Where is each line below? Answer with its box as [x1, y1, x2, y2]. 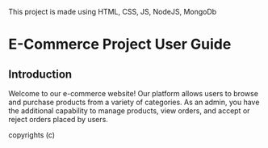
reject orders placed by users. [8, 115, 109, 124]
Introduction [8, 67, 73, 81]
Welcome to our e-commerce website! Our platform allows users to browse [8, 89, 258, 98]
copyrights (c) [8, 130, 55, 140]
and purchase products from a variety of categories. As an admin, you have [8, 97, 260, 107]
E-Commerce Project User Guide [8, 36, 232, 53]
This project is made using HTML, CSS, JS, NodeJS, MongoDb [8, 7, 217, 16]
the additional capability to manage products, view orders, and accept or [8, 106, 250, 116]
